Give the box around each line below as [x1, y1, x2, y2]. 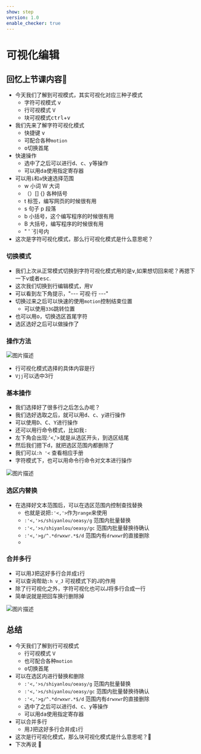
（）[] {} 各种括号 [24, 190, 68, 197]
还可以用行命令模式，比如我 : [15, 426, 88, 434]
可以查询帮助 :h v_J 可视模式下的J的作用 [15, 577, 116, 584]
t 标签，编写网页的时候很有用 [24, 198, 97, 205]
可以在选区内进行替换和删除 [15, 672, 85, 679]
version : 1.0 [6, 15, 39, 21]
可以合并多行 [15, 718, 47, 725]
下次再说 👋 [15, 741, 42, 748]
